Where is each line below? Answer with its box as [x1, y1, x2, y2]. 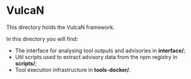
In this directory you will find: [6, 35, 78, 42]
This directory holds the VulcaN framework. [6, 24, 115, 31]
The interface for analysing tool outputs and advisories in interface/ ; [14, 46, 186, 54]
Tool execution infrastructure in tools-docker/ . [14, 66, 131, 73]
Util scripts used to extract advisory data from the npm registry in [14, 53, 178, 60]
